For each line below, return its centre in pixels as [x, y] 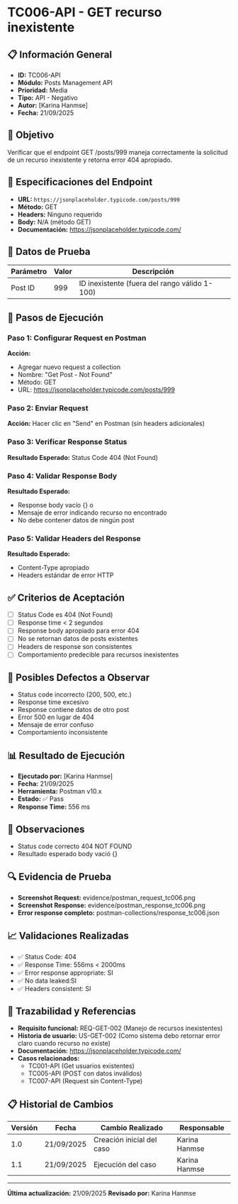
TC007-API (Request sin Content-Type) [85, 1081]
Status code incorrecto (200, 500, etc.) [75, 695]
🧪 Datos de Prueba [49, 252]
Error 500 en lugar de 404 [56, 717]
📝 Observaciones [46, 829]
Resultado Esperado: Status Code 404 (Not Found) [83, 457]
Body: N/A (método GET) [54, 221]
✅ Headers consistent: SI [54, 988]
